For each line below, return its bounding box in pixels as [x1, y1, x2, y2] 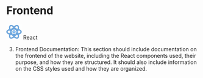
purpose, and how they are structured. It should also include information [15, 58, 197, 66]
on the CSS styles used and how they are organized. [15, 65, 148, 72]
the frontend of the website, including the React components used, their [15, 52, 196, 59]
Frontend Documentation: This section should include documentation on [15, 45, 197, 52]
